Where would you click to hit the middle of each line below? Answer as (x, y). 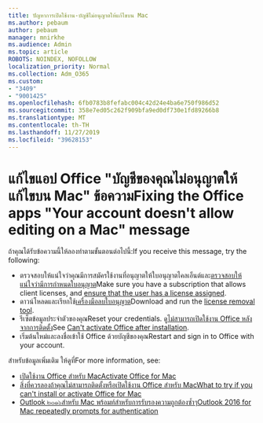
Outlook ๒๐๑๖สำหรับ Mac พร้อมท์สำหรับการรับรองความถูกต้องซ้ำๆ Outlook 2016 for (135, 403)
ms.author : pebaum (38, 23)
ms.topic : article (38, 52)
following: (24, 260)
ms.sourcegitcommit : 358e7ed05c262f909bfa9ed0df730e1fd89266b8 (114, 111)
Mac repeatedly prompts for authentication (89, 411)
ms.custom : (26, 81)
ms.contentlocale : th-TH (49, 125)
